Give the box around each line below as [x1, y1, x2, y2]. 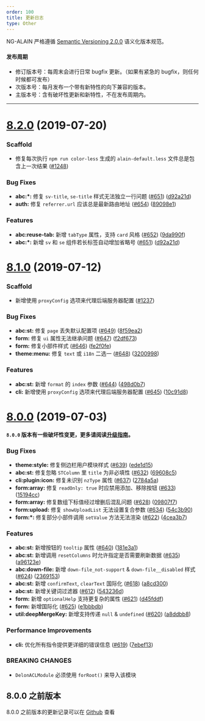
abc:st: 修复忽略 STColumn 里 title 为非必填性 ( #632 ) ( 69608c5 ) [15, 469, 177, 476]
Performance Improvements [6, 626, 92, 635]
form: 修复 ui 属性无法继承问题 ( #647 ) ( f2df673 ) [15, 335, 137, 342]
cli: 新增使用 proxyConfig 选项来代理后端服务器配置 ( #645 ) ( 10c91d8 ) [15, 388, 189, 395]
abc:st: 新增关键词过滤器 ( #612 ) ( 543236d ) [15, 588, 124, 595]
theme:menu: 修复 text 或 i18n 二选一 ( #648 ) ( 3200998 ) [15, 350, 160, 357]
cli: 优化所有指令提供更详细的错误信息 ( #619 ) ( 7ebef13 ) [15, 641, 154, 648]
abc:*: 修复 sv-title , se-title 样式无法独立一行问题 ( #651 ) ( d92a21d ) [15, 193, 192, 200]
